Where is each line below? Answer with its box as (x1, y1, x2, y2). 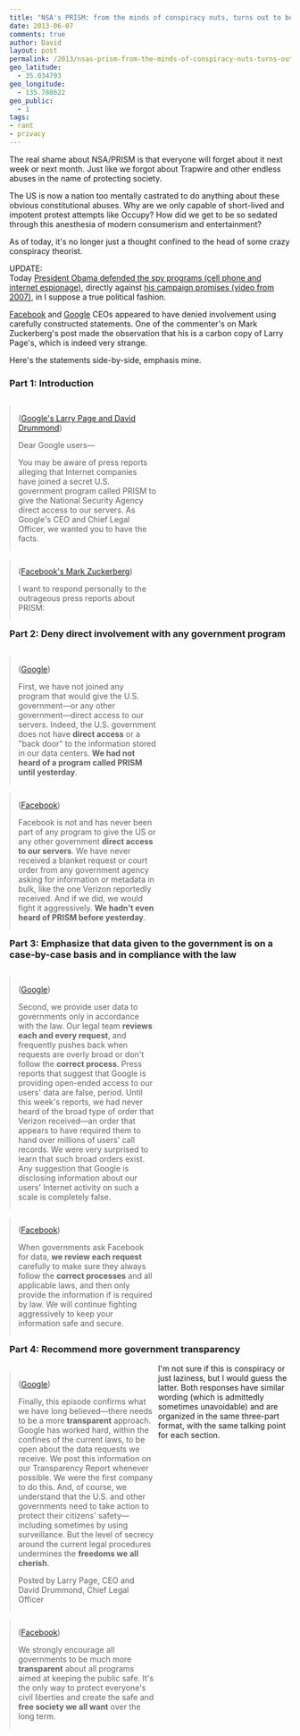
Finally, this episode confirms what (18, 1396, 146, 1407)
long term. (18, 1711, 56, 1722)
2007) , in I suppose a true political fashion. (9, 292, 167, 302)
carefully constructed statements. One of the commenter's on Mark (9, 318, 258, 329)
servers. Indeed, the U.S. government (18, 719, 156, 730)
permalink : (9, 55, 50, 64)
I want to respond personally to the (18, 583, 147, 595)
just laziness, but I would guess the (157, 1373, 287, 1384)
